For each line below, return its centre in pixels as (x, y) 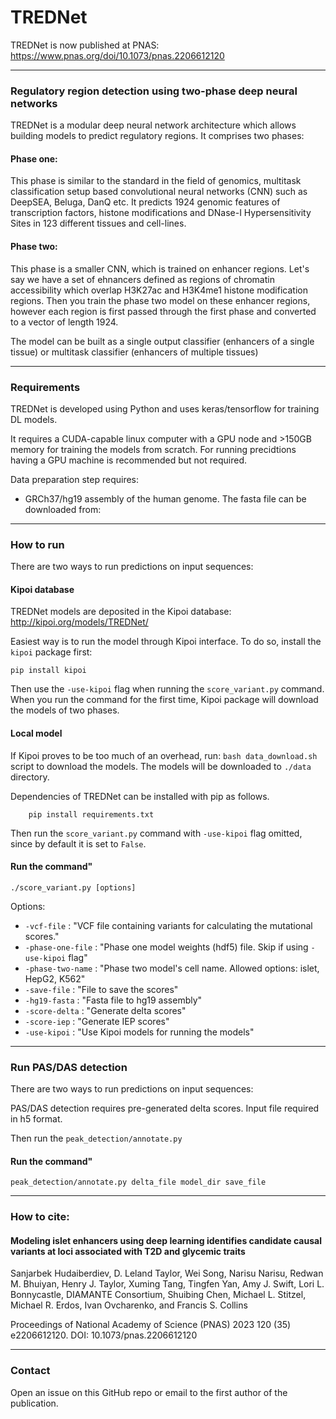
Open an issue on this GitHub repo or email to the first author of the (149, 1392)
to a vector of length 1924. (64, 322)
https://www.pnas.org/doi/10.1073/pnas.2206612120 (117, 55)
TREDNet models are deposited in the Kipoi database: (121, 612)
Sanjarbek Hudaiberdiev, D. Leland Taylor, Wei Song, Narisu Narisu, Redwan (167, 1273)
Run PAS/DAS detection (69, 1067)
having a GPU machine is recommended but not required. (129, 460)
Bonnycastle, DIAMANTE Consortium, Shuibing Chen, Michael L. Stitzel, (158, 1295)
